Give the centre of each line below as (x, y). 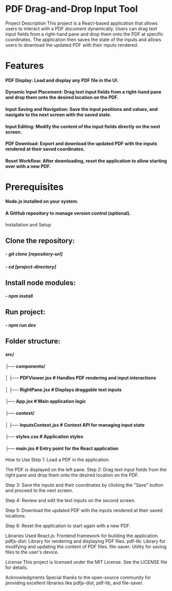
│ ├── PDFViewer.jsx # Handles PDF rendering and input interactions (81, 378)
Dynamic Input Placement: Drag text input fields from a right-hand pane (83, 92)
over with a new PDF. (28, 166)
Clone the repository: (40, 241)
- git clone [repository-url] (34, 254)
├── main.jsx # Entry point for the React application (62, 448)
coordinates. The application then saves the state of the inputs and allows (83, 40)
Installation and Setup (28, 224)
